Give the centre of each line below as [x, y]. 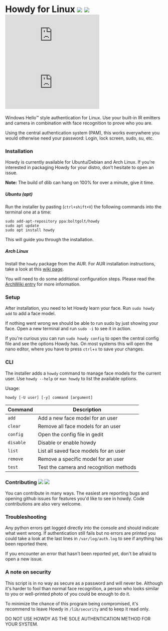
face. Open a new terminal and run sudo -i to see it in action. [68, 329]
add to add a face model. [31, 314]
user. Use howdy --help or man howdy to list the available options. [71, 378]
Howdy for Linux [40, 9]
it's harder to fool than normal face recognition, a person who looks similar [82, 588]
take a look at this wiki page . [35, 269]
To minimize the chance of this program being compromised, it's [72, 603]
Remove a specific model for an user [81, 459]
